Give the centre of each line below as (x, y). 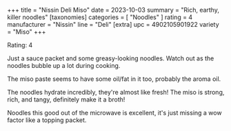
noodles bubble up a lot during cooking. (64, 65)
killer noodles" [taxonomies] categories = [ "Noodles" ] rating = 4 (100, 17)
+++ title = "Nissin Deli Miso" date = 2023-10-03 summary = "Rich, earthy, (113, 10)
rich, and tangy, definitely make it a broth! (66, 99)
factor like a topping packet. (47, 120)
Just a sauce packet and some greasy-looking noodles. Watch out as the (111, 58)
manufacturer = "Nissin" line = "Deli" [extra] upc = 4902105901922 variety (113, 24)
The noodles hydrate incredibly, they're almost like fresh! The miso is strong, (116, 92)
